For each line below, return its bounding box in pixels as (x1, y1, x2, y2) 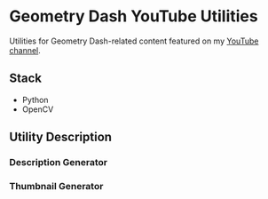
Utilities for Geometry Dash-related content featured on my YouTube (9, 36, 259, 46)
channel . (9, 44, 42, 55)
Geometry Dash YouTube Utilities (9, 6, 259, 27)
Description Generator (9, 156, 108, 169)
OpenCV (21, 104, 54, 115)
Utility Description (9, 130, 113, 145)
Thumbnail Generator (9, 179, 104, 192)
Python (21, 94, 49, 105)
